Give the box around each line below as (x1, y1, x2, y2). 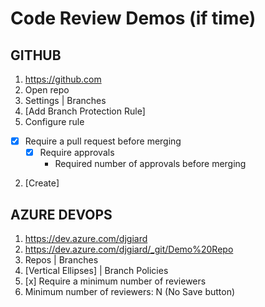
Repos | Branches (24, 253, 99, 266)
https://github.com (24, 73, 102, 85)
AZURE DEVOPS (10, 206, 113, 223)
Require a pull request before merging (24, 135, 182, 147)
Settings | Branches (24, 95, 107, 106)
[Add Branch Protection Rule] (24, 105, 146, 117)
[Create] (24, 177, 60, 189)
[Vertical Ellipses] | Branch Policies (24, 264, 169, 276)
